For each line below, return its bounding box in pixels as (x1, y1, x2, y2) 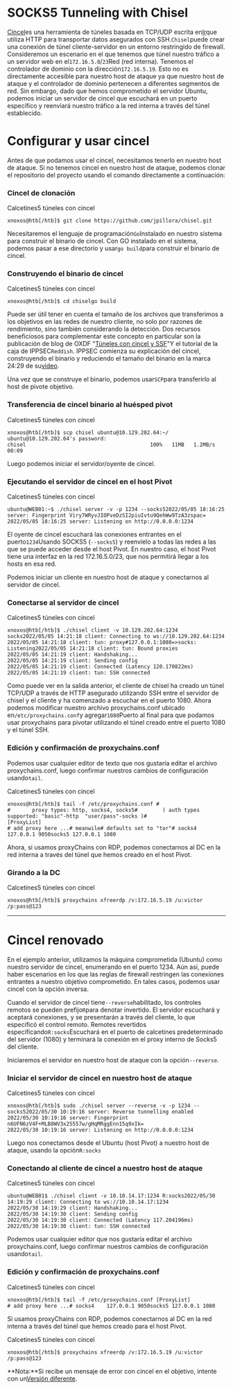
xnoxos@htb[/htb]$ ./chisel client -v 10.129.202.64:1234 (7, 627, 178, 634)
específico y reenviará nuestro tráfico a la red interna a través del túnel (7, 101, 210, 110)
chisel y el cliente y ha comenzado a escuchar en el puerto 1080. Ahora (7, 696, 212, 705)
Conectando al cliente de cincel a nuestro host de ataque (7, 1164, 203, 1173)
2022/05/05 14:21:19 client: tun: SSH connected (7, 669, 150, 677)
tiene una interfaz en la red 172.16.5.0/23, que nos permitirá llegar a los (7, 553, 209, 561)
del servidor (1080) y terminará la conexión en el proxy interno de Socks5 (7, 1035, 217, 1043)
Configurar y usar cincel (7, 133, 150, 149)
